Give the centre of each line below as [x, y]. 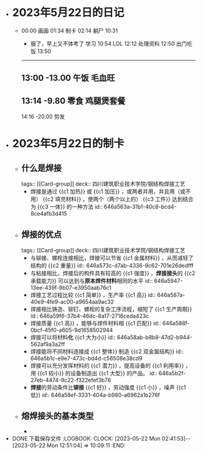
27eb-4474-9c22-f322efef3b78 [70, 380]
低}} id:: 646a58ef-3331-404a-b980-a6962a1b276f [95, 395]
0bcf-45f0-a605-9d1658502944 [71, 330]
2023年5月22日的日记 [68, 13]
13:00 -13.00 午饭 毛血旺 [68, 78]
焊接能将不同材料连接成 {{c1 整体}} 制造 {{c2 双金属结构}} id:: [107, 351]
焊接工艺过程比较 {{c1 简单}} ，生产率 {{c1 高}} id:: [93, 295]
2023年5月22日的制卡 [68, 144]
